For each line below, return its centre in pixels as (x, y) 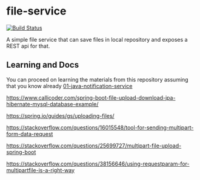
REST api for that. (28, 46)
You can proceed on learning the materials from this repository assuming (98, 79)
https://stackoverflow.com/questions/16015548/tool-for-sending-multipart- (100, 127)
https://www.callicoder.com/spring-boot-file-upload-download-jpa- (91, 97)
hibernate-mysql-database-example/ (52, 104)
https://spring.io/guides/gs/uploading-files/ (60, 115)
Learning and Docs (43, 65)
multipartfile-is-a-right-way (40, 170)
